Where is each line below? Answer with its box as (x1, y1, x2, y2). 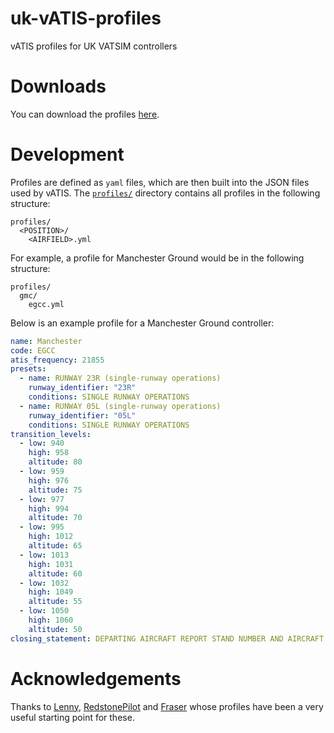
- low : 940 (19, 438, 65, 449)
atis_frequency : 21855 (10, 355, 105, 365)
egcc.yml (28, 299, 65, 309)
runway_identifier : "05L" (28, 410, 137, 421)
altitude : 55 (28, 597, 83, 607)
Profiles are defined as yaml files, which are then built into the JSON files (10, 176, 310, 188)
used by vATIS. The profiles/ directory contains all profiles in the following (10, 187, 321, 199)
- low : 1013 (19, 550, 70, 560)
